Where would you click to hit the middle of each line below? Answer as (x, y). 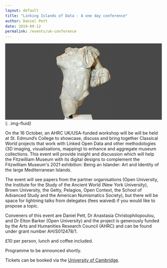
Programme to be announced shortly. (43, 251)
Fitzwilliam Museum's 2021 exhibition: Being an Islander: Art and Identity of (82, 165)
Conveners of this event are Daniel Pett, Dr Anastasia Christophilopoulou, (80, 215)
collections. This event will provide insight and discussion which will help (80, 154)
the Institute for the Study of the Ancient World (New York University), (77, 185)
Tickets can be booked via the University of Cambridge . (62, 260)
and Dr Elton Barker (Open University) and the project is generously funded (82, 221)
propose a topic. (22, 206)
